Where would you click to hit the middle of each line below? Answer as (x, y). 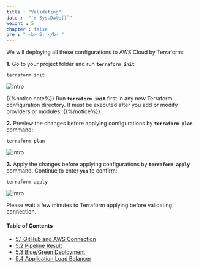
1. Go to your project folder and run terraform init (70, 64)
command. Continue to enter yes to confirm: (62, 171)
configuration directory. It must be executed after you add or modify (92, 105)
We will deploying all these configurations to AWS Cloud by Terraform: (95, 52)
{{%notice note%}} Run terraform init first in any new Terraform (89, 99)
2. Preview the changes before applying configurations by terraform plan (99, 124)
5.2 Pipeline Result (39, 246)
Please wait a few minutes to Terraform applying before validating (89, 205)
